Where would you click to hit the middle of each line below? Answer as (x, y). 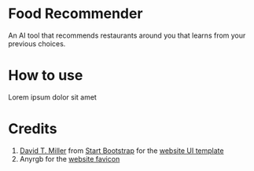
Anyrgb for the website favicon (70, 158)
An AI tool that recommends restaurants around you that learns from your (127, 35)
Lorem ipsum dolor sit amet (52, 97)
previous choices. (37, 43)
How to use (46, 76)
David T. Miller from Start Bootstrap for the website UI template (121, 151)
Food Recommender (75, 14)
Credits (33, 129)
